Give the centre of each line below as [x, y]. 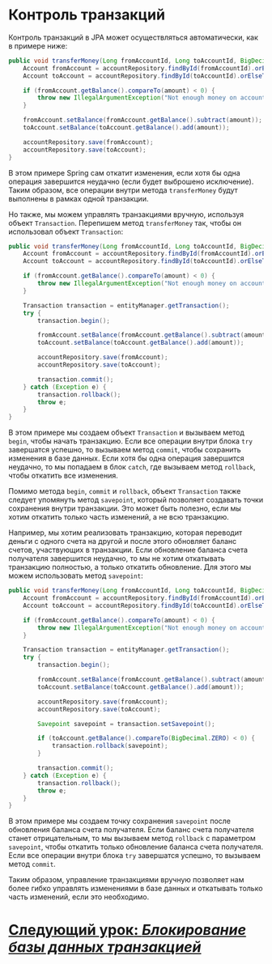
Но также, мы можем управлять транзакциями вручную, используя [126, 214]
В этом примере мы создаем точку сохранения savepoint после [120, 821]
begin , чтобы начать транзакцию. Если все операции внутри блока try [131, 441]
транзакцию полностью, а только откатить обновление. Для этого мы [130, 567]
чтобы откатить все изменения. [64, 476]
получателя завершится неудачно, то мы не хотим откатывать [117, 558]
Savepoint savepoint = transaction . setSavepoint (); [127, 724]
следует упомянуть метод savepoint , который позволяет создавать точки [136, 500]
